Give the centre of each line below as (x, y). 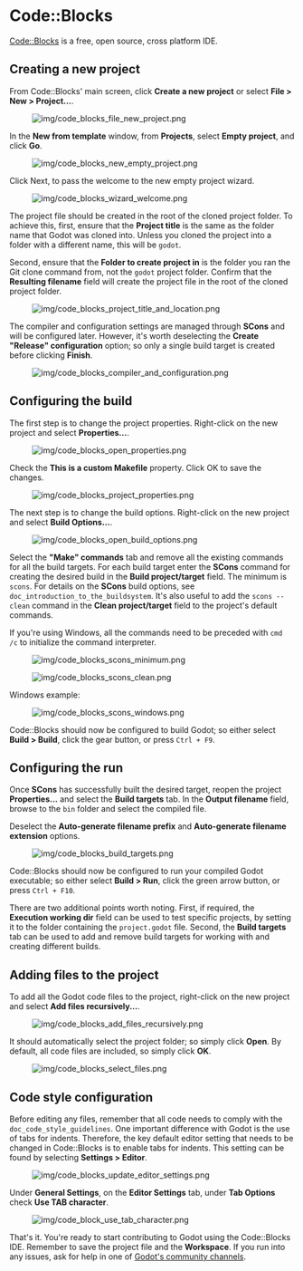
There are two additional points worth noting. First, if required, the (132, 908)
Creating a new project (75, 69)
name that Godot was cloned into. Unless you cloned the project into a (141, 235)
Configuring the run (66, 768)
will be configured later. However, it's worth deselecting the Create (134, 335)
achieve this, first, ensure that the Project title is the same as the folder (142, 225)
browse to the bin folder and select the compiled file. (108, 809)
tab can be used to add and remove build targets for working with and (139, 937)
